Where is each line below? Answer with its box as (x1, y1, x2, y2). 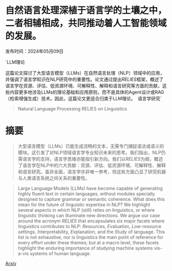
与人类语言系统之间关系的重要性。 (17, 175, 90, 181)
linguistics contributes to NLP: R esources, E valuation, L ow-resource (17, 223, 162, 229)
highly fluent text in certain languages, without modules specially (17, 190, 155, 197)
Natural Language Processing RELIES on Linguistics (17, 105, 127, 111)
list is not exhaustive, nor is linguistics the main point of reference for (17, 234, 164, 240)
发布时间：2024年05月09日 (5, 48, 64, 54)
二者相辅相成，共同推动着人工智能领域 (5, 17, 167, 29)
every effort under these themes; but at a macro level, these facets (17, 239, 159, 245)
